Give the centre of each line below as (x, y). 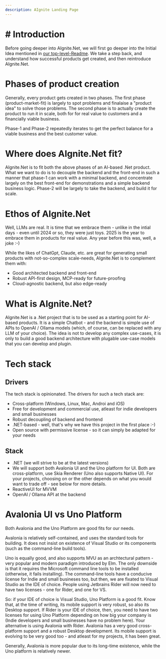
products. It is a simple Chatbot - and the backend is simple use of (87, 323)
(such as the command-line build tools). (46, 548)
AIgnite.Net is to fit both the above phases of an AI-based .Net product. (78, 167)
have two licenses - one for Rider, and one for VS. (56, 590)
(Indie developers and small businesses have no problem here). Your (75, 620)
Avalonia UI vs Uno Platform (64, 515)
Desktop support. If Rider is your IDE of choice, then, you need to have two (82, 610)
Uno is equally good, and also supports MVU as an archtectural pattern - (79, 558)
